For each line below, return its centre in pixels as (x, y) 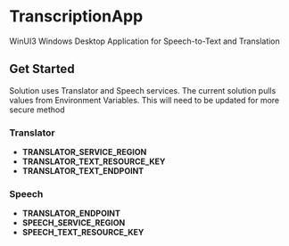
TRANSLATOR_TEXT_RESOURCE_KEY (94, 161)
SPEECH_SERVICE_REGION (74, 223)
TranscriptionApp (76, 16)
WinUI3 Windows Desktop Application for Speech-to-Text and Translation (145, 41)
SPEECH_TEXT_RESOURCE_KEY (83, 233)
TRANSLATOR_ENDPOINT (71, 213)
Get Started (42, 69)
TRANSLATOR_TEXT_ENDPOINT (83, 171)
